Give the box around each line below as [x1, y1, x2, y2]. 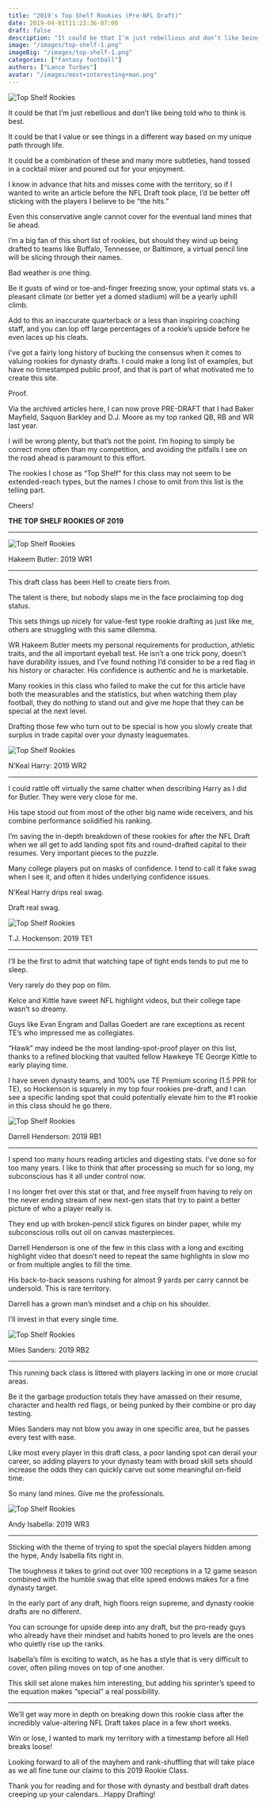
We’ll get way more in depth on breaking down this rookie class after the [8, 1709, 244, 1719]
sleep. [8, 964, 28, 974]
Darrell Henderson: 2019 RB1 [8, 1131, 101, 1141]
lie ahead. [8, 220, 40, 230]
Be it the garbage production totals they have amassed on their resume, [8, 1392, 242, 1401]
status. [8, 600, 31, 610]
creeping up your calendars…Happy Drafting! [8, 1789, 156, 1799]
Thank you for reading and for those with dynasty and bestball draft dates [8, 1781, 249, 1790]
